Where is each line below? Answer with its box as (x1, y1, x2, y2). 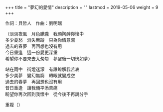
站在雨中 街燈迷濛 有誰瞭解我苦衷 (5, 66, 80, 72)
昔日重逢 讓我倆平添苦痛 (5, 85, 58, 91)
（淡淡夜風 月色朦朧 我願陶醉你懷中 (5, 31, 84, 36)
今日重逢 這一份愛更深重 (5, 49, 58, 55)
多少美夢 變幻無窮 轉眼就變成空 (5, 73, 75, 78)
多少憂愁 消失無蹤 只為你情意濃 (5, 37, 75, 43)
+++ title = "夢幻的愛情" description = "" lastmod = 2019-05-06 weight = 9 (5, 4, 159, 10)
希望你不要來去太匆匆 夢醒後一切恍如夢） (5, 56, 93, 61)
